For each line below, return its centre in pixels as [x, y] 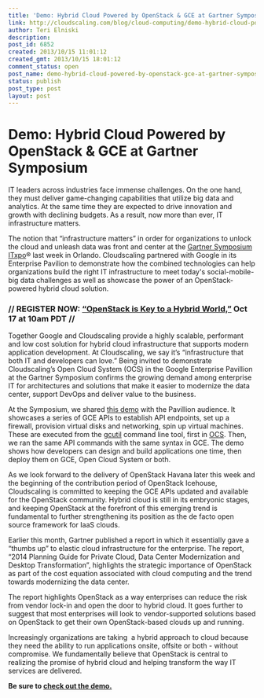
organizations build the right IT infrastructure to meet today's [107, 272]
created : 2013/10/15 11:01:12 [58, 52]
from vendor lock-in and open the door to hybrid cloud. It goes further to [126, 605]
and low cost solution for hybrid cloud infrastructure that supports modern [128, 344]
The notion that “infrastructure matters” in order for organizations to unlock [130, 239]
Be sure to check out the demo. [60, 686]
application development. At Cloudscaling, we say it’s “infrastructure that [126, 353]
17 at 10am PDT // [42, 319]
